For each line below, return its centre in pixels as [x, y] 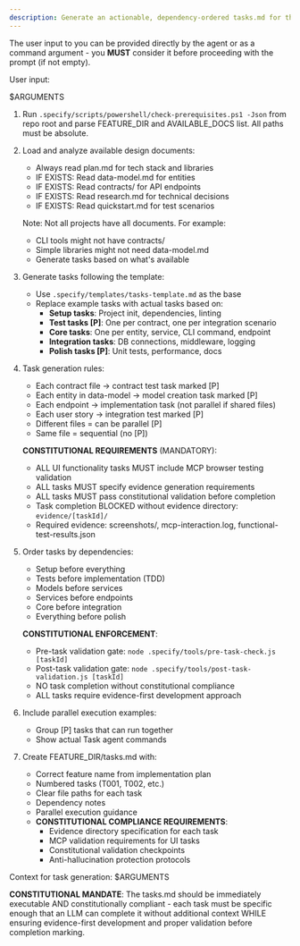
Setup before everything [80, 569]
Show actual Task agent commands [101, 739]
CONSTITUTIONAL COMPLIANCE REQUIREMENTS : [132, 821]
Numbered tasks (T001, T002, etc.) [100, 783]
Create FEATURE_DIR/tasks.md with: [90, 756]
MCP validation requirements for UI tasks [125, 840]
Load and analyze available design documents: [108, 150]
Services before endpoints [84, 597]
